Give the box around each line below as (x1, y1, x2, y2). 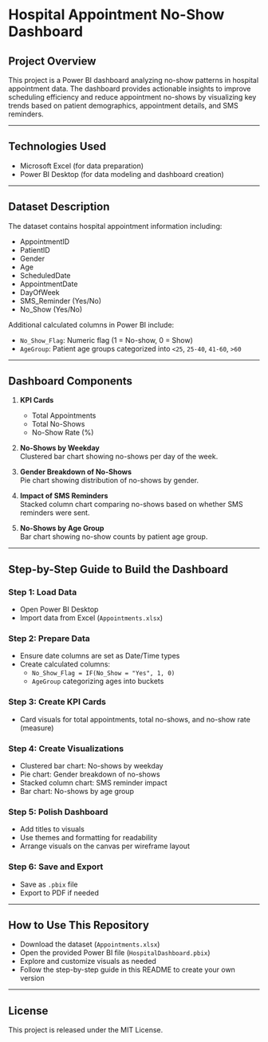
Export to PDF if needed (19, 887, 100, 898)
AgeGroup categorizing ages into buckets (31, 676, 164, 686)
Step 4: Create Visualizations (8, 743, 124, 754)
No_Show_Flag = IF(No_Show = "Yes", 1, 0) (31, 670, 175, 678)
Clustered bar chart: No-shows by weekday (19, 761, 164, 771)
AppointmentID (19, 237, 70, 246)
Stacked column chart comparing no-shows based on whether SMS (19, 500, 243, 509)
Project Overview (8, 54, 97, 68)
